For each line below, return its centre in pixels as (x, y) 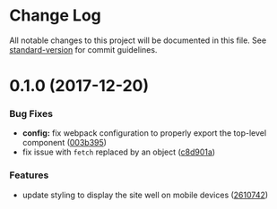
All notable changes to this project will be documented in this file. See (138, 40)
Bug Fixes (31, 114)
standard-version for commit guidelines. (83, 49)
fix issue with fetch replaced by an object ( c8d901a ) (119, 152)
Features (29, 175)
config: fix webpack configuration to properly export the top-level (144, 133)
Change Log (55, 16)
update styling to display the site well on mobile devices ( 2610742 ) (145, 195)
